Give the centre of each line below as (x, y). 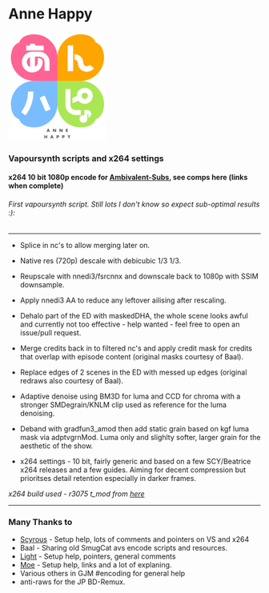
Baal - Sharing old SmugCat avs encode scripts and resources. (124, 547)
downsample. (42, 284)
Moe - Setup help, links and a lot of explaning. (96, 564)
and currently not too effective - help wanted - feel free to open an (130, 324)
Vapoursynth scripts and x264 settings (86, 158)
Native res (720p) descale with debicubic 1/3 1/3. (100, 260)
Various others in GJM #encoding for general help (102, 573)
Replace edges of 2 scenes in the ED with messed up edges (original (133, 372)
